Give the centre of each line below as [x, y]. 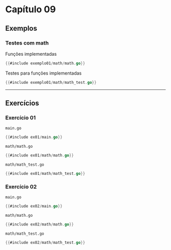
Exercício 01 [21, 118]
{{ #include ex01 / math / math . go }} [39, 155]
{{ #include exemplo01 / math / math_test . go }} [51, 82]
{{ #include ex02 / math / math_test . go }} [45, 242]
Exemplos [21, 28]
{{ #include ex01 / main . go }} [34, 137]
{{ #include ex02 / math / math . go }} [39, 224]
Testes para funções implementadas [44, 73]
